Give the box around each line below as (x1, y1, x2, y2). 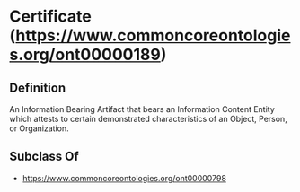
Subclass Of (9, 149, 79, 164)
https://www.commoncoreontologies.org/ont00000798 (22, 172, 227, 183)
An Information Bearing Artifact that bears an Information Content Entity (9, 104, 276, 114)
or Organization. (9, 123, 69, 134)
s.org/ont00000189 (9, 45, 162, 65)
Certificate (9, 6, 92, 27)
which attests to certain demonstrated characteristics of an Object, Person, (9, 114, 287, 124)
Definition (9, 80, 66, 95)
